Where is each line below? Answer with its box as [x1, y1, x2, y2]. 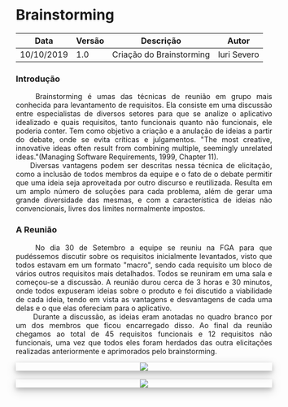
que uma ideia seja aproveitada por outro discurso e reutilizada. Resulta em [15, 178, 273, 188]
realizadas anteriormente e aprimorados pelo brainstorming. [15, 346, 217, 356]
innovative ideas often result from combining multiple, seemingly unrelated [15, 144, 273, 154]
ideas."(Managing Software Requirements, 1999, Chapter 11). [15, 152, 219, 162]
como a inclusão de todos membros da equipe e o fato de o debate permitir [15, 169, 273, 180]
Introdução [15, 73, 60, 84]
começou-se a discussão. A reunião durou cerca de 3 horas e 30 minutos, [15, 277, 273, 287]
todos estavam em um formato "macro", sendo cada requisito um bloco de [15, 260, 273, 270]
